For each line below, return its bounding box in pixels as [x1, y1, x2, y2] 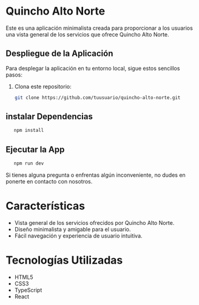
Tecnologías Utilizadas [5, 253, 123, 267]
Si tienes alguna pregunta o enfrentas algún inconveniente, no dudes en [5, 171, 186, 179]
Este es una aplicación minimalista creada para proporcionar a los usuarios [5, 24, 194, 32]
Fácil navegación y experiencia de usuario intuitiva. [14, 232, 143, 239]
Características [5, 199, 86, 213]
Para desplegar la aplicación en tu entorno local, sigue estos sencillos [5, 64, 180, 72]
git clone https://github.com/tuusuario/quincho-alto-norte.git [14, 94, 181, 101]
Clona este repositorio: [14, 83, 72, 90]
